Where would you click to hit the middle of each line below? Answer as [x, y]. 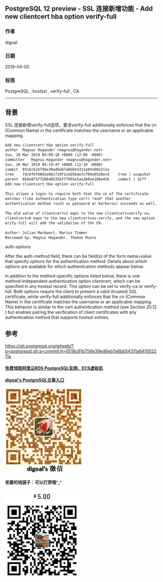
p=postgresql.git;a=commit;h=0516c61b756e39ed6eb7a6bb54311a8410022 [81, 351]
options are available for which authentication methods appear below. [75, 266]
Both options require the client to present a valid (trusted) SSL [75, 292]
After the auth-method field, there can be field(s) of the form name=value [78, 256]
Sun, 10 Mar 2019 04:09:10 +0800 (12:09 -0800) [54, 155]
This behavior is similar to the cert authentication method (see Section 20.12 [81, 307]
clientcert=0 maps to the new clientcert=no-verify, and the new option [80, 218]
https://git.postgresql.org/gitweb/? [40, 346]
